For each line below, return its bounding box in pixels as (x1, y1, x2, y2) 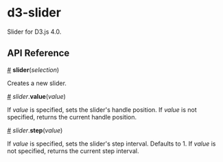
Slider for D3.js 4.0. (7, 27, 62, 36)
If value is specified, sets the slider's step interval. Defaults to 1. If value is (7, 139, 216, 148)
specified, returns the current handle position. (7, 113, 137, 121)
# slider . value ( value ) (7, 92, 67, 100)
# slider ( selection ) (7, 65, 60, 73)
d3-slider (7, 5, 62, 21)
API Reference (7, 47, 70, 59)
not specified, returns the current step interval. (7, 146, 139, 155)
